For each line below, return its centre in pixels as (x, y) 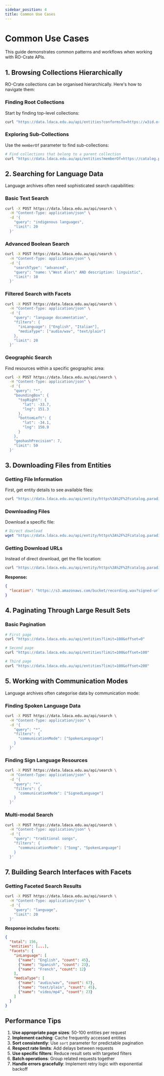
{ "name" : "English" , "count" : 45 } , (54, 960)
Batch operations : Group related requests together (63, 1059)
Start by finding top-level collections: (42, 113)
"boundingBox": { (31, 395)
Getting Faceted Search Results (43, 886)
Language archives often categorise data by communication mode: (72, 693)
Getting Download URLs (34, 548)
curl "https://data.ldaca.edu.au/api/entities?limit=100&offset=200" (77, 666)
